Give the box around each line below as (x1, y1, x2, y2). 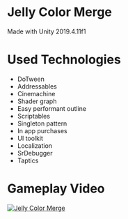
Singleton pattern (17, 119, 67, 128)
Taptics (17, 156, 39, 165)
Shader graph (17, 97, 57, 105)
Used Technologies (7, 52, 122, 68)
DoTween (17, 75, 45, 83)
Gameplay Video (7, 181, 105, 197)
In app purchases (17, 126, 67, 135)
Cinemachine (17, 89, 56, 98)
